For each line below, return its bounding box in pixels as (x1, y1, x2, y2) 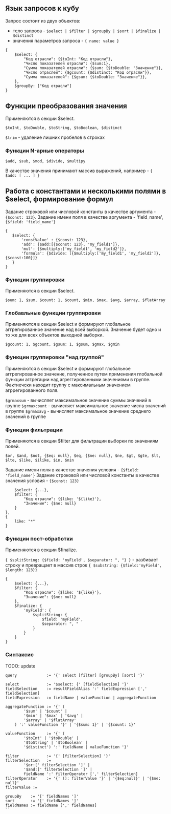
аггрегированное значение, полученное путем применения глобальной (5, 371, 163, 377)
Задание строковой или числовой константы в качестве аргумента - (5, 208, 156, 215)
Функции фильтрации (5, 426, 63, 433)
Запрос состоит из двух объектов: (5, 17, 81, 24)
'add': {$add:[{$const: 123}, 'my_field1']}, (21, 242, 120, 247)
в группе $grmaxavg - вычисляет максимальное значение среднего (5, 408, 151, 414)
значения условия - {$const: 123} (5, 477, 79, 484)
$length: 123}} (5, 568, 38, 573)
